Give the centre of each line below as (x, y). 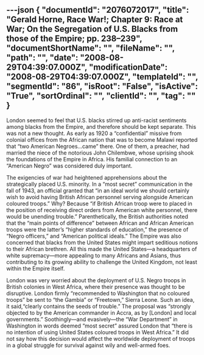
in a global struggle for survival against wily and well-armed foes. (88, 345)
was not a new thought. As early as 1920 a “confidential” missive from (94, 133)
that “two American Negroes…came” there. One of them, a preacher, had (98, 146)
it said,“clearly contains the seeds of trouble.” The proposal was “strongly (99, 306)
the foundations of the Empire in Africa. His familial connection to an (92, 159)
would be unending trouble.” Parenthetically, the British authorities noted (97, 216)
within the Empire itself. (36, 268)
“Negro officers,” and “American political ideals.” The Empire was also (94, 236)
